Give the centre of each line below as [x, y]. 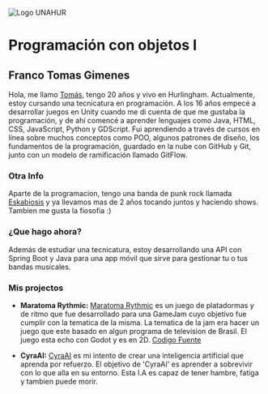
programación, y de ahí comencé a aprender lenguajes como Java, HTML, [132, 120]
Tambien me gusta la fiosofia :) [60, 211]
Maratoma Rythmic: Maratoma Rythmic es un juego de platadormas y [137, 305]
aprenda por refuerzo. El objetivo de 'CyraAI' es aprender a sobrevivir [136, 364]
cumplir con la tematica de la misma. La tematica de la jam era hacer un [140, 322]
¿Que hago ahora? [45, 232]
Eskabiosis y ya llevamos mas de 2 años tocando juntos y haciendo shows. [134, 202]
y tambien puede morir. [59, 381]
